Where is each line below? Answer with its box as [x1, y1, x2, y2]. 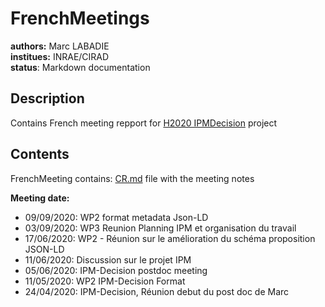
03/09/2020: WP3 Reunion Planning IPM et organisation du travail [24, 222, 297, 234]
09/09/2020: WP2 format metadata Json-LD [24, 211, 209, 223]
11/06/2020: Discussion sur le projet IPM [24, 253, 192, 266]
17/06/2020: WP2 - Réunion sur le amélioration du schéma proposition [24, 232, 316, 244]
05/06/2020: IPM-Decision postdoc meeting [24, 264, 208, 276]
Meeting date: [10, 192, 70, 204]
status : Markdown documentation [10, 61, 151, 73]
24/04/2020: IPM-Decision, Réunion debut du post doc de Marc [24, 285, 290, 297]
